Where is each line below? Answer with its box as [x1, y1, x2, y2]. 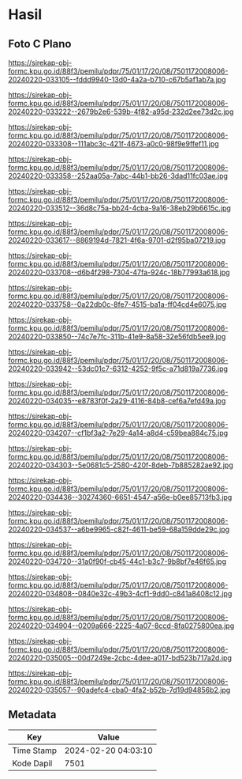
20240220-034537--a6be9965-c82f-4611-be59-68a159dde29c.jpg [8, 524, 230, 534]
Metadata [8, 708, 57, 721]
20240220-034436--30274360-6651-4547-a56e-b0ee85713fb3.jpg [8, 493, 233, 501]
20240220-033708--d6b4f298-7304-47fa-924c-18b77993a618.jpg [8, 267, 230, 277]
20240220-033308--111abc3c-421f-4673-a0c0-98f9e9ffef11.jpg [8, 139, 219, 148]
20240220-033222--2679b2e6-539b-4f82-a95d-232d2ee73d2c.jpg [8, 107, 234, 116]
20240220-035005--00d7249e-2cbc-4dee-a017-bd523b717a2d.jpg [8, 653, 233, 662]
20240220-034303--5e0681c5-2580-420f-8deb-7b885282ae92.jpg [8, 460, 234, 470]
